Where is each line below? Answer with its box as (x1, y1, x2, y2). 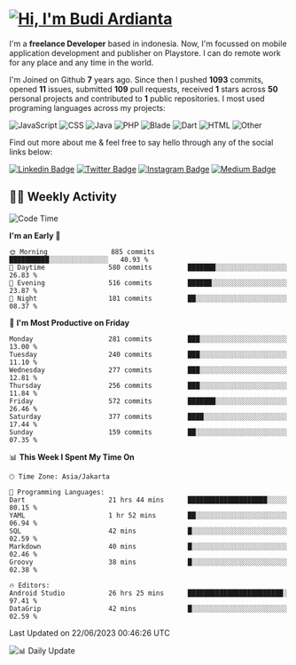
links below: (9, 146, 53, 157)
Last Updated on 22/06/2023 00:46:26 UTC (9, 627, 170, 638)
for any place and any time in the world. (9, 57, 154, 67)
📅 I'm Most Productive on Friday (9, 317, 130, 328)
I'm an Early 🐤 (9, 230, 61, 241)
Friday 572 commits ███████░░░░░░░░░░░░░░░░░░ (9, 396, 288, 406)
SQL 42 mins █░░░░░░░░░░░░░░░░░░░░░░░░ (9, 526, 288, 535)
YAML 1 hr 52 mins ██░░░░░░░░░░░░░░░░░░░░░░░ (9, 511, 288, 519)
